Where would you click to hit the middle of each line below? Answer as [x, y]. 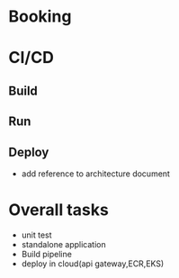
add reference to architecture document [95, 174]
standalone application [63, 244]
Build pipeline [47, 254]
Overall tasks [58, 210]
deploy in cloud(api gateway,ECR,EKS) [93, 264]
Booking [40, 17]
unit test [36, 235]
